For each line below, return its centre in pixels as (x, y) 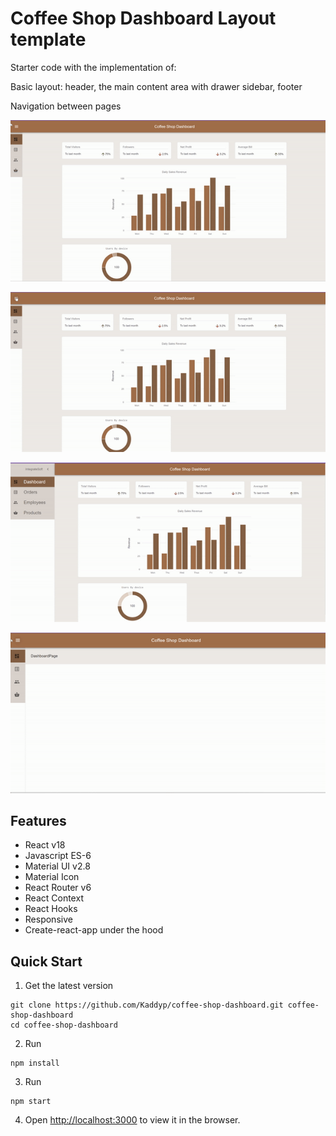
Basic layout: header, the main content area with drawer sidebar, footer (156, 86)
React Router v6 (58, 888)
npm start (31, 1102)
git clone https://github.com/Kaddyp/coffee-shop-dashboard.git (147, 1005)
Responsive (48, 919)
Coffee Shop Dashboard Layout (143, 18)
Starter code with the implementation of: (93, 67)
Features (38, 820)
